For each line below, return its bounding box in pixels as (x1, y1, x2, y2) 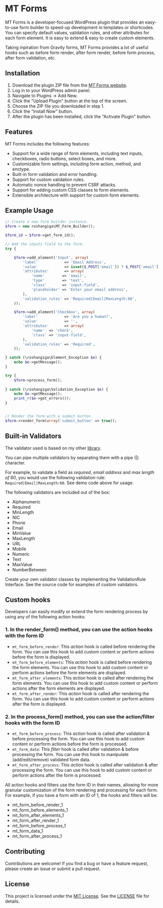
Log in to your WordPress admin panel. (12, 87, 91, 93)
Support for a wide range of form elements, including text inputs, (12, 150, 143, 156)
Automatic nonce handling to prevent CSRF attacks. (12, 181, 116, 187)
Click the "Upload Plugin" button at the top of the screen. (12, 98, 128, 104)
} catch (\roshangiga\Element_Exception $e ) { (5, 355, 102, 360)
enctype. (12, 166, 30, 172)
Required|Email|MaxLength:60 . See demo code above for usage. (5, 480, 134, 486)
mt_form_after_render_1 (12, 817, 59, 823)
